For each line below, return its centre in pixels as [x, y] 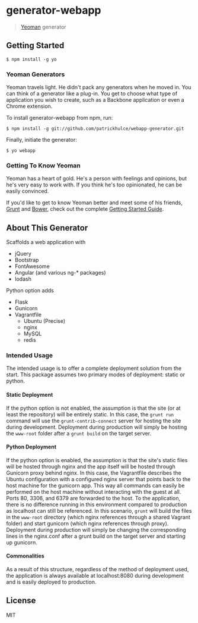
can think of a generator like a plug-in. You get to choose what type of [92, 94]
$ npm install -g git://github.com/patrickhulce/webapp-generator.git [95, 129]
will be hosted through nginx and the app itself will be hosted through [91, 466]
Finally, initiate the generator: [41, 140]
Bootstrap [27, 260]
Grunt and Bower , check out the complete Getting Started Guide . [85, 209]
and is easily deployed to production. [51, 582]
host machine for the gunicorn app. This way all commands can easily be [95, 485]
